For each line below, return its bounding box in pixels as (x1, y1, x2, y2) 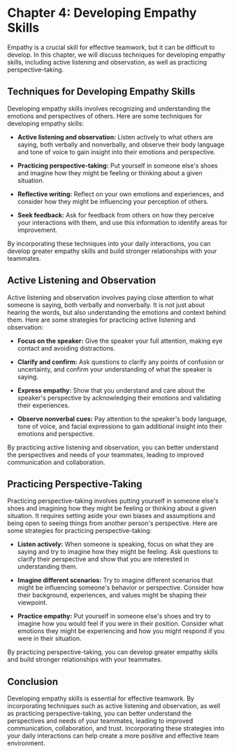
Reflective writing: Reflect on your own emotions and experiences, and (17, 189, 224, 198)
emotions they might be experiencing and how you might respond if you (17, 627, 225, 635)
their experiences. (17, 401, 70, 409)
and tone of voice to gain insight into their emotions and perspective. (17, 147, 216, 156)
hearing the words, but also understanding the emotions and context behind (7, 308, 226, 316)
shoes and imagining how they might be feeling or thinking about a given (7, 504, 217, 513)
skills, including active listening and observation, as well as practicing (7, 57, 207, 66)
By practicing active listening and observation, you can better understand (7, 443, 219, 452)
